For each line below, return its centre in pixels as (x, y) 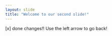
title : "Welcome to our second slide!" (47, 14)
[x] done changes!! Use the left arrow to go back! (56, 28)
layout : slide (20, 10)
